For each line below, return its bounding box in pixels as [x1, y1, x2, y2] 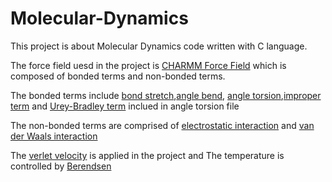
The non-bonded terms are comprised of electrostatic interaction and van [10, 119, 315, 131]
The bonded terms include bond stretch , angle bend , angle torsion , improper [10, 89, 322, 101]
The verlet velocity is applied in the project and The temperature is [10, 149, 285, 161]
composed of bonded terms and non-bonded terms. [10, 70, 226, 82]
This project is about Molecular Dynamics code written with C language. [10, 40, 308, 52]
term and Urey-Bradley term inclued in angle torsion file [10, 100, 240, 112]
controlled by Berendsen [10, 160, 112, 172]
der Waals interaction [10, 130, 98, 142]
